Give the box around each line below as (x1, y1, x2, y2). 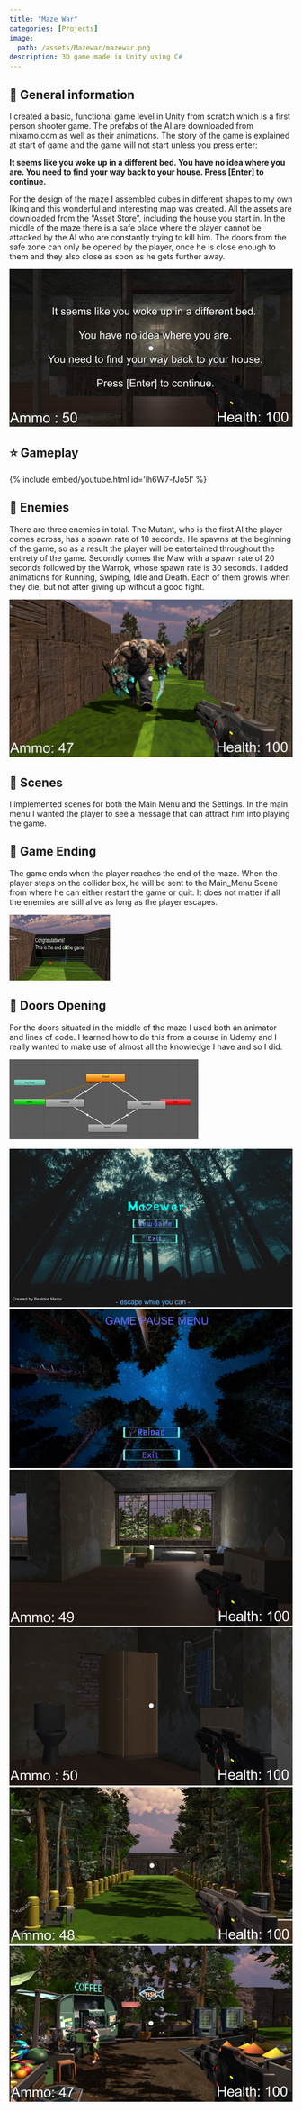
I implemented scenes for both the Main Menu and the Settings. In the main (9, 799, 289, 810)
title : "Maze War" (9, 14, 78, 23)
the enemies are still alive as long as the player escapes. (9, 896, 218, 907)
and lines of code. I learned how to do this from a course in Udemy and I (9, 1031, 277, 1042)
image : (9, 33, 34, 42)
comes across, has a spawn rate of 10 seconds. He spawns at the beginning (9, 533, 292, 544)
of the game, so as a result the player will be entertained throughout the (9, 543, 275, 554)
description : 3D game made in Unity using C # (9, 52, 182, 62)
